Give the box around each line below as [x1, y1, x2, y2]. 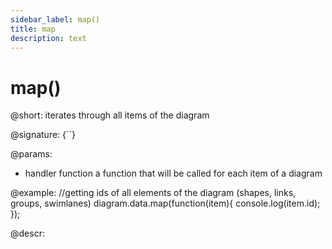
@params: [10, 148, 53, 160]
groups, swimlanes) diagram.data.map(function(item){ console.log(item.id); [10, 197, 321, 210]
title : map [10, 24, 56, 34]
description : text [10, 33, 87, 43]
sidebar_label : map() [10, 14, 101, 25]
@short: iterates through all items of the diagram [10, 109, 210, 121]
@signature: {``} [10, 129, 77, 141]
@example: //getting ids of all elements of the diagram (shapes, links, [10, 187, 297, 199]
